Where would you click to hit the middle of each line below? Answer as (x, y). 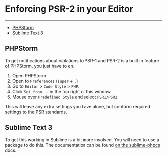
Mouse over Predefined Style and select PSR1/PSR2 (65, 97)
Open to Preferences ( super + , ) (45, 81)
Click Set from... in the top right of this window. (62, 91)
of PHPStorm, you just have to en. (40, 66)
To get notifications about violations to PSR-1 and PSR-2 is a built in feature (82, 60)
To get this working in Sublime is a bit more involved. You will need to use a (82, 139)
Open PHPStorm (29, 75)
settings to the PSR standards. (36, 112)
